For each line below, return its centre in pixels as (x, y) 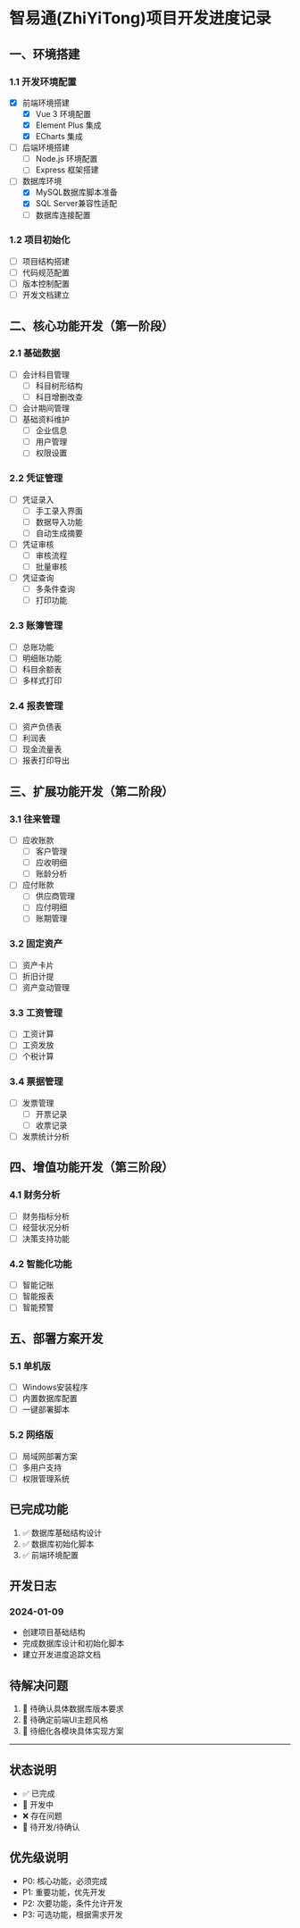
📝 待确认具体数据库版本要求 (73, 1709)
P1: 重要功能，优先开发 (64, 1892)
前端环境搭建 (46, 103)
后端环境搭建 (46, 147)
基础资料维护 (46, 420)
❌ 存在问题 (42, 1815)
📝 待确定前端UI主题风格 (65, 1720)
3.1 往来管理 (35, 819)
